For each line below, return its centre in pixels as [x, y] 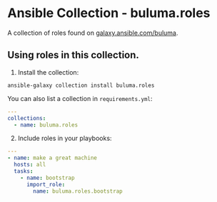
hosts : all [30, 165]
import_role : [46, 184]
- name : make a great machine [52, 158]
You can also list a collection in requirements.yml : [80, 98]
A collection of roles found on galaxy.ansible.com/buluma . [93, 33]
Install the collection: [48, 72]
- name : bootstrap [47, 178]
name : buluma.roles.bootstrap [78, 191]
